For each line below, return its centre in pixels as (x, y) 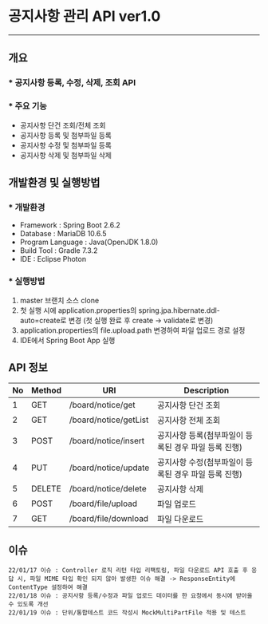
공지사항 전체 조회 (189, 421)
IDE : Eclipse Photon (53, 259)
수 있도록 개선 (28, 604)
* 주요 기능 (28, 106)
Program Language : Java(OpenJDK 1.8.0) (89, 242)
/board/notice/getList (109, 420)
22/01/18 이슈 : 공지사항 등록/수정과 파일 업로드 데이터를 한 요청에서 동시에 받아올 (130, 596)
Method (47, 390)
